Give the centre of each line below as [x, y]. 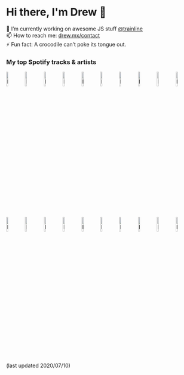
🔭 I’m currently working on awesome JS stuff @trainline [75, 29]
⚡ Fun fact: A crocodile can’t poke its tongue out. [66, 44]
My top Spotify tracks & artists [51, 62]
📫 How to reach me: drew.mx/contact [53, 35]
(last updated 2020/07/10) [38, 365]
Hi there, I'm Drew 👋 [56, 12]
